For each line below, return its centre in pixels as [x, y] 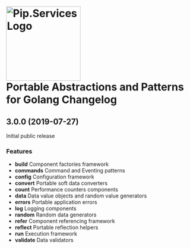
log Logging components [45, 209]
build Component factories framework [61, 164]
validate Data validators [44, 240]
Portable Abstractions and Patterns [95, 87]
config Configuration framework [54, 177]
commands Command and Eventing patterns [70, 171]
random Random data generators [56, 215]
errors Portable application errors [56, 202]
